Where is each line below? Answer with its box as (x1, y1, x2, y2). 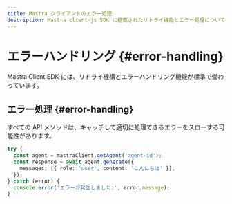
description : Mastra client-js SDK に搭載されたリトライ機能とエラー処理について (7, 17, 226, 24)
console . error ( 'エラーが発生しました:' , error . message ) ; (13, 184, 171, 191)
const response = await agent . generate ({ (13, 158, 135, 165)
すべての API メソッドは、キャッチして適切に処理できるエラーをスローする (7, 123, 219, 131)
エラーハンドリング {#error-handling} (7, 48, 224, 64)
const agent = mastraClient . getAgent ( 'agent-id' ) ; (13, 152, 162, 159)
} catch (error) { (7, 178, 60, 185)
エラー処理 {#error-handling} (7, 103, 134, 115)
